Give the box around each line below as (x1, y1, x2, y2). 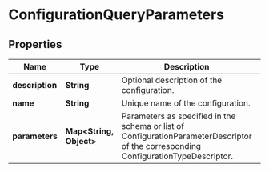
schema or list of (121, 121, 185, 131)
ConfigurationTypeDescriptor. (121, 150, 234, 162)
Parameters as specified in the (121, 110, 236, 122)
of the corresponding (121, 141, 202, 151)
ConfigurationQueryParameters (8, 6, 225, 24)
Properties (8, 38, 62, 51)
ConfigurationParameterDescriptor (121, 130, 252, 142)
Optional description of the (121, 74, 223, 86)
